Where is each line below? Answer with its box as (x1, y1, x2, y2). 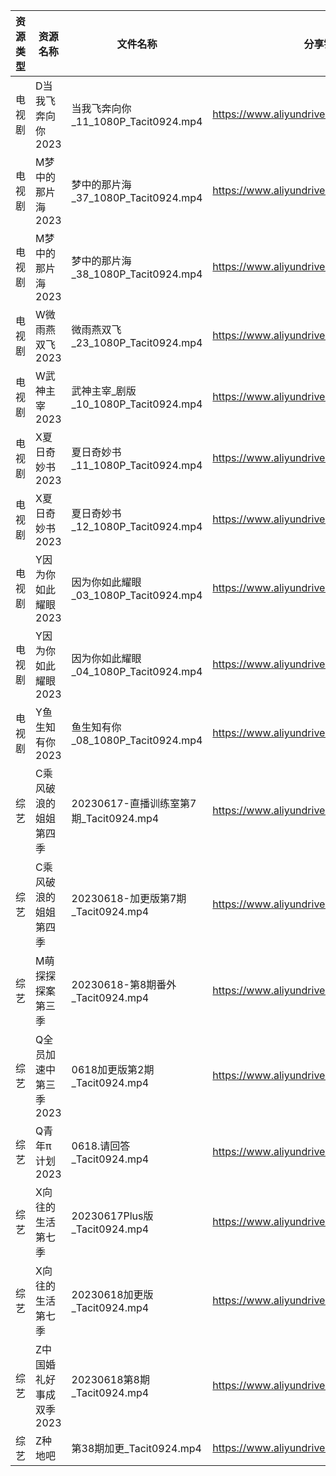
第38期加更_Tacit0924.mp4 (71, 1442, 202, 1455)
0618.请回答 (71, 1139, 131, 1153)
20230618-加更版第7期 (71, 892, 187, 905)
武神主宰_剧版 (71, 384, 137, 398)
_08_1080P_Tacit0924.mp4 (71, 734, 203, 747)
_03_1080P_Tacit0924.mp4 (71, 589, 203, 602)
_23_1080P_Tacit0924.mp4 (71, 336, 203, 349)
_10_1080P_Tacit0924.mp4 (71, 397, 203, 411)
